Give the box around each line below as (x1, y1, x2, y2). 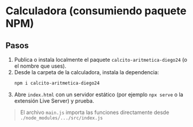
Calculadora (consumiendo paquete (5, 4, 186, 18)
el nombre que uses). (14, 62, 67, 69)
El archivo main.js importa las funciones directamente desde (20, 109, 170, 116)
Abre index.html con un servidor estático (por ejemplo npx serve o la (14, 91, 183, 98)
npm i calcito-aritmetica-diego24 (14, 80, 100, 86)
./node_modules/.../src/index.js (20, 115, 103, 121)
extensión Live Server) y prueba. (14, 97, 94, 104)
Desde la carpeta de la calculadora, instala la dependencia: (14, 69, 159, 75)
